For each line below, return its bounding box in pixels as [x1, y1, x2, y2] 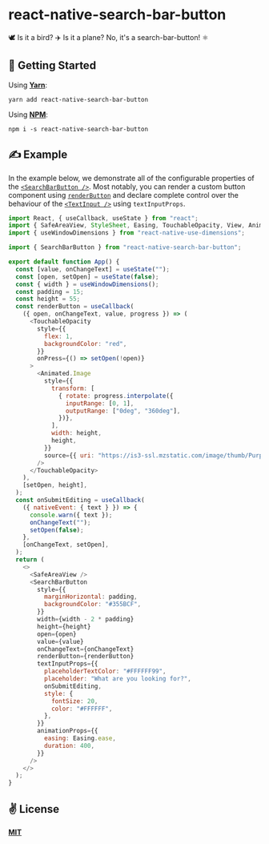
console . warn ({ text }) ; [29, 511, 113, 519]
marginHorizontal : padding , [43, 593, 138, 601]
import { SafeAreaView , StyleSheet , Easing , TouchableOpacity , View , [8, 222, 246, 230]
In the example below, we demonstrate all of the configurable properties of [8, 173, 255, 183]
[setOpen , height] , [22, 481, 88, 489]
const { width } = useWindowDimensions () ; [15, 280, 159, 288]
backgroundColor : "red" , [43, 340, 127, 348]
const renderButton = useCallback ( [15, 303, 134, 311]
